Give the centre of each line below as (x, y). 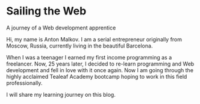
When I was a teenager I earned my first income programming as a (89, 57)
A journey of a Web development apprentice (61, 28)
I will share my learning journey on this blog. (61, 94)
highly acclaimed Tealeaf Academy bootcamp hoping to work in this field (97, 76)
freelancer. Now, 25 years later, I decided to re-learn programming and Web (100, 64)
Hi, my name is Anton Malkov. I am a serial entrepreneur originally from (94, 39)
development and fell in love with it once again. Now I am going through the (100, 70)
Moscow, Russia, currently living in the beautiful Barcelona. (80, 46)
